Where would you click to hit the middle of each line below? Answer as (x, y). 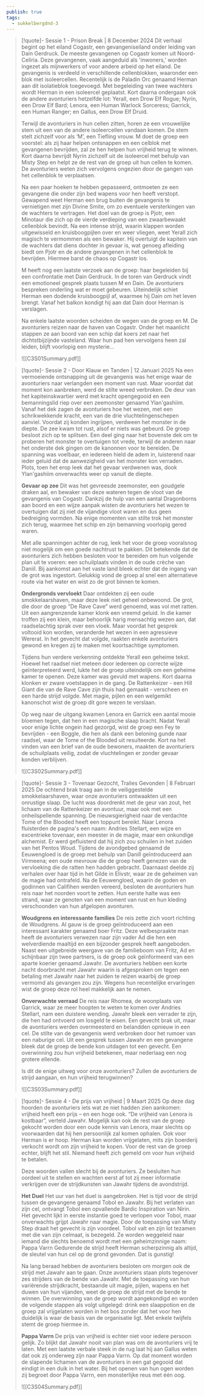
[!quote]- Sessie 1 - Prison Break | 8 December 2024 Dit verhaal (101, 41)
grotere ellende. (41, 1059)
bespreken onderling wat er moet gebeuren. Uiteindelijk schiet (100, 289)
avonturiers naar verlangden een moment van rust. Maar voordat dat (107, 383)
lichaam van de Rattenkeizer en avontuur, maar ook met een (97, 809)
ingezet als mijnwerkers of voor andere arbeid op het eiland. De (101, 66)
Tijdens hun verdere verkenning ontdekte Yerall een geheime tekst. (105, 657)
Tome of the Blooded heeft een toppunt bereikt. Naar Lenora (97, 822)
